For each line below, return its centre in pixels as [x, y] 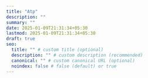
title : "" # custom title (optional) [58, 50]
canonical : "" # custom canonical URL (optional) [73, 60]
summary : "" [21, 22]
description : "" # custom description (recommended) [77, 55]
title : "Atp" [22, 11]
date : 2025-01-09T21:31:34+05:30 [47, 28]
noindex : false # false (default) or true [64, 66]
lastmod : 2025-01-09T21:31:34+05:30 [51, 33]
